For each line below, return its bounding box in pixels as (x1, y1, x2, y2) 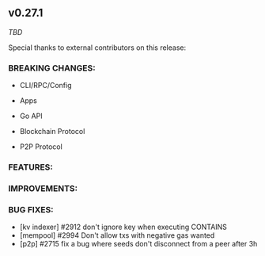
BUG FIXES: (8, 204, 54, 215)
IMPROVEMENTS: (8, 182, 78, 193)
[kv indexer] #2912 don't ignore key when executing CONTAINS (19, 222, 228, 232)
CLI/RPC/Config (19, 81, 73, 90)
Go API (19, 111, 43, 121)
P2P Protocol (19, 142, 63, 151)
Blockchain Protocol (19, 127, 85, 136)
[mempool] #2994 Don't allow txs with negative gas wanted (19, 231, 215, 240)
